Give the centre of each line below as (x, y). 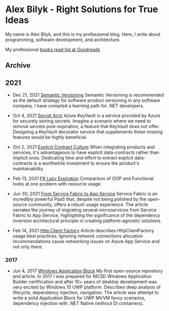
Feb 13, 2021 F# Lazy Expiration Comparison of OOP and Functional (83, 178)
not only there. (28, 247)
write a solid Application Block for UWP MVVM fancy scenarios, (79, 298)
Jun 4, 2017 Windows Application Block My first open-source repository (88, 271)
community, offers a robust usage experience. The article (88, 205)
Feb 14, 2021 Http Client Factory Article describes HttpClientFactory (83, 231)
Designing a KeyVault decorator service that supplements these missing (88, 132)
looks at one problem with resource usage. (57, 184)
